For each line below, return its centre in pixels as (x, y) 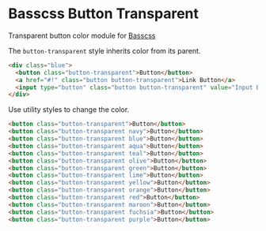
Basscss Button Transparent (104, 14)
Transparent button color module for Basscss (82, 35)
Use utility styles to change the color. (69, 110)
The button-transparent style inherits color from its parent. (104, 50)
